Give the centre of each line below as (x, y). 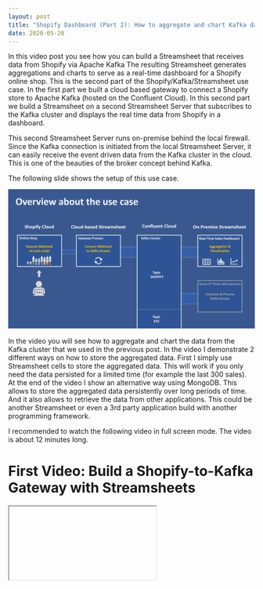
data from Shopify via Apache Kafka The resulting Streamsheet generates (127, 65)
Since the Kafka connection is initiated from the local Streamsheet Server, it (130, 147)
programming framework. (49, 416)
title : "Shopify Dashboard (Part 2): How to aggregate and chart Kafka (127, 25)
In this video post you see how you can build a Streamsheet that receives (126, 56)
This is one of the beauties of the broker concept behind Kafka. (110, 163)
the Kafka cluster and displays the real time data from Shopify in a (115, 115)
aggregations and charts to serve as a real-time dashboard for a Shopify (124, 73)
